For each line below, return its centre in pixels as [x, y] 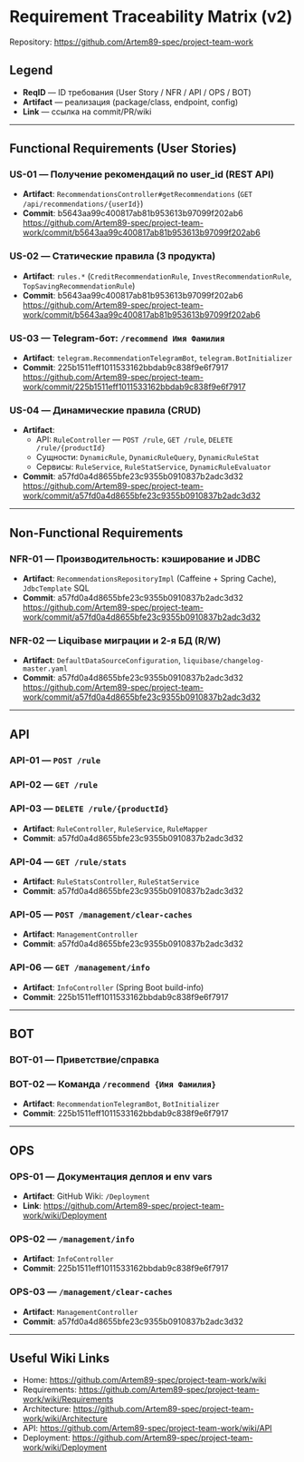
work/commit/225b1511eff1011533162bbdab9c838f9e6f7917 [134, 387]
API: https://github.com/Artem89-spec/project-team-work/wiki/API [147, 1428]
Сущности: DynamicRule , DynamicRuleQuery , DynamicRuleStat [147, 457]
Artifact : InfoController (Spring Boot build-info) [113, 987]
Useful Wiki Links [60, 1359]
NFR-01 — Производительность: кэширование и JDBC [135, 558]
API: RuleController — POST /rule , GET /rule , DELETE [134, 440]
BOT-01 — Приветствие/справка [85, 1060]
